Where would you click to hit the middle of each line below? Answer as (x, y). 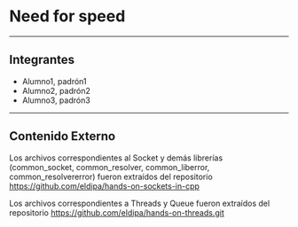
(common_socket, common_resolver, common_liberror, (110, 167)
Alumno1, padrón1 (54, 81)
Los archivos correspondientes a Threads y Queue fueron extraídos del (140, 203)
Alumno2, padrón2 (56, 90)
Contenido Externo (63, 136)
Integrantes (42, 60)
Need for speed (67, 16)
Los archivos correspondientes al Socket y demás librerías (116, 158)
